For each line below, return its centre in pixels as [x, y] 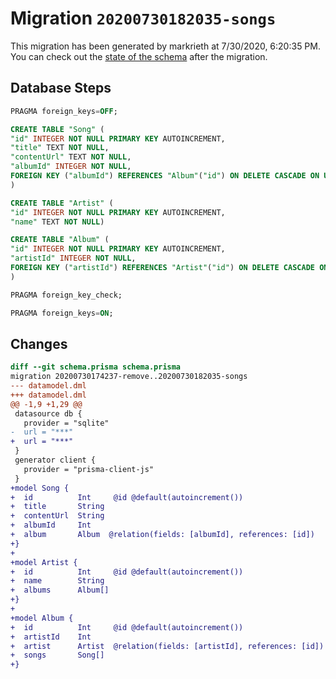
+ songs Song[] [57, 655]
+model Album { [42, 618]
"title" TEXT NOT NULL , [60, 148]
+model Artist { [44, 562]
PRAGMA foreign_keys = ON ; [62, 313]
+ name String [57, 581]
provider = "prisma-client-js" [89, 469]
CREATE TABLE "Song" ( [57, 129]
